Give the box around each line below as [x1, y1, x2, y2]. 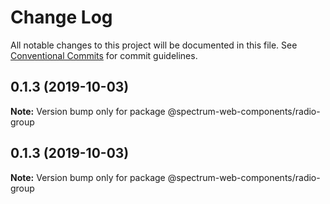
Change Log [10, 6, 113, 29]
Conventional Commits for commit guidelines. [10, 49, 198, 61]
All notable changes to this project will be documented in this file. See [10, 39, 298, 51]
